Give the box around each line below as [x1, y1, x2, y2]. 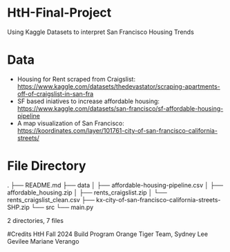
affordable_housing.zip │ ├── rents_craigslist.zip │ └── [7, 188, 167, 197]
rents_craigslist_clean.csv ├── [7, 195, 95, 204]
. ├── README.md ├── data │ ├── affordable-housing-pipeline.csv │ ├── [7, 181, 223, 189]
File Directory [7, 158, 86, 174]
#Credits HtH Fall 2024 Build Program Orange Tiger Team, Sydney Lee [7, 230, 209, 238]
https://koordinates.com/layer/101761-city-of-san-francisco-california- [17, 126, 218, 134]
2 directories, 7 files [7, 216, 64, 224]
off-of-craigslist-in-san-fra [17, 89, 94, 98]
